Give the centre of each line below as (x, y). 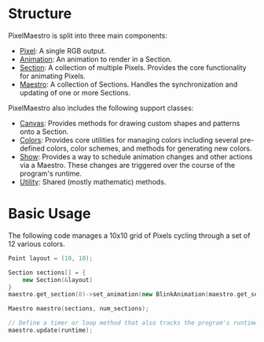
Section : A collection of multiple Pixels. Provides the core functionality (133, 67)
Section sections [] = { (47, 273)
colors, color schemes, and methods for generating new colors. (149, 148)
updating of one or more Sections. (75, 92)
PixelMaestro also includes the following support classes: (101, 108)
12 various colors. (37, 243)
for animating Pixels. (53, 76)
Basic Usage (49, 214)
